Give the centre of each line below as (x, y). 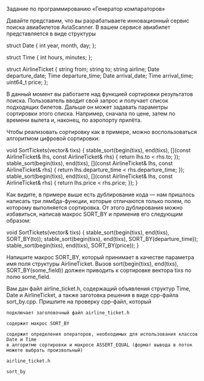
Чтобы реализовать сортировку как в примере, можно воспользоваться (102, 132)
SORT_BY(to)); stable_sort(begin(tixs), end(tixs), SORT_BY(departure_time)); (102, 239)
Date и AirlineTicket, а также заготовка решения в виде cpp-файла (93, 295)
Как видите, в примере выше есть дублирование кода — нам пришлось (101, 194)
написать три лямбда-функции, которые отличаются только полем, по (99, 201)
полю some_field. (28, 277)
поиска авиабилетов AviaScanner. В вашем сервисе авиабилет (88, 27)
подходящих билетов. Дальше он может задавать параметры (87, 107)
